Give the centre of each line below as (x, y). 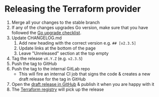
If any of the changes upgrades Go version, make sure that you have (80, 27)
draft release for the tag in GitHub (52, 79)
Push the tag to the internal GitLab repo (51, 68)
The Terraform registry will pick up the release (58, 89)
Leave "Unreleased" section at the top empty (64, 53)
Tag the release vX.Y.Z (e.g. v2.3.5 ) (47, 58)
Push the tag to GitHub (34, 64)
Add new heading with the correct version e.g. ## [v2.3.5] (77, 43)
